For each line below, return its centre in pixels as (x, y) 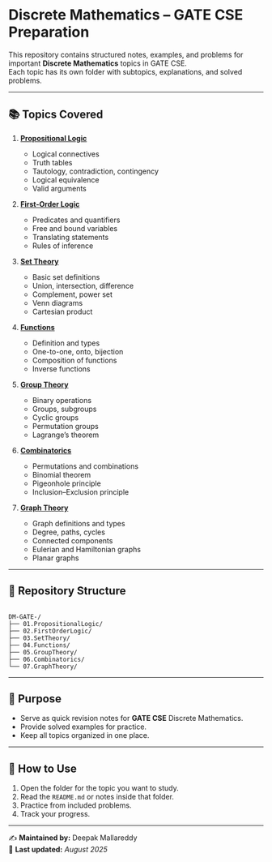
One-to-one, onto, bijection (78, 351)
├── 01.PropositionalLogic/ (56, 624)
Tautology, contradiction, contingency (96, 171)
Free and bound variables (75, 228)
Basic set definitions (66, 277)
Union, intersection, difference (83, 285)
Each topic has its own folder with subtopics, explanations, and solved (125, 71)
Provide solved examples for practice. (83, 727)
